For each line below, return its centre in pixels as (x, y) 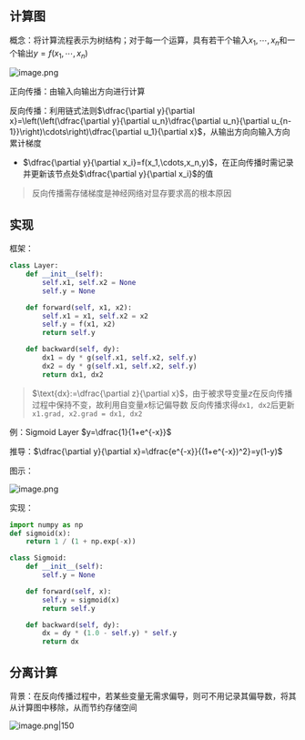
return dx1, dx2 (73, 375)
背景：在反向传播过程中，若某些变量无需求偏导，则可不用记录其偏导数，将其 (153, 696)
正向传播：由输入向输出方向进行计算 (77, 91)
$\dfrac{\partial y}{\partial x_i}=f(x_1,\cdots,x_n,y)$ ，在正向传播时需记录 (158, 163)
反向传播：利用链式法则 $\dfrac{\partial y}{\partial (102, 111)
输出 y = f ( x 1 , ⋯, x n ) (52, 54)
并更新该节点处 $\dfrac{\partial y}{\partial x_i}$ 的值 (118, 174)
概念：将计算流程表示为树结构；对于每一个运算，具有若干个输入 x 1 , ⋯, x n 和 (148, 41)
